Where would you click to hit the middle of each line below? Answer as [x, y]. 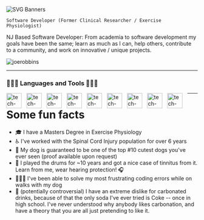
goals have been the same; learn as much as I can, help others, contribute [99, 43]
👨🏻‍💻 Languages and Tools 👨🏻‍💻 [52, 83]
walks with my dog [39, 185]
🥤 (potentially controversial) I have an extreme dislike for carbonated [100, 191]
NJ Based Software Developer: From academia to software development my [101, 37]
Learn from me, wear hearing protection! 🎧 [70, 170]
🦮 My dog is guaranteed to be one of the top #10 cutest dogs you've [100, 150]
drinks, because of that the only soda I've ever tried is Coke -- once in [103, 198]
